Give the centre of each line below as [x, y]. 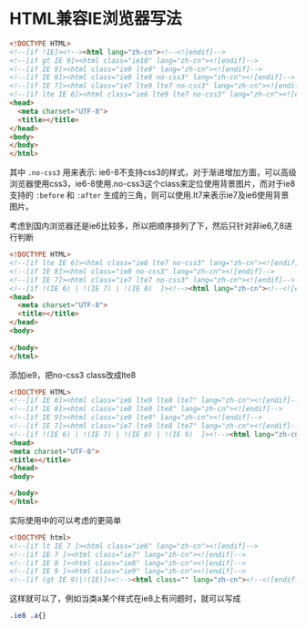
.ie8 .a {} [28, 616]
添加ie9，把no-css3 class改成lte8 [73, 375]
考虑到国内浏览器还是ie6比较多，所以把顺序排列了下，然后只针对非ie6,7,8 [147, 226]
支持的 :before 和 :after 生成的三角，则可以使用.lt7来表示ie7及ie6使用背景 [149, 195]
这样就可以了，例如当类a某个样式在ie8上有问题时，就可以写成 [125, 599]
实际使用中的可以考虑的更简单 [65, 520]
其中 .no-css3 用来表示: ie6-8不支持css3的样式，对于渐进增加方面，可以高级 [153, 172]
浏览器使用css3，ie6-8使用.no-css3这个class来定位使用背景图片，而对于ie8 [153, 184]
